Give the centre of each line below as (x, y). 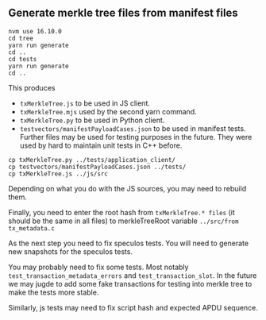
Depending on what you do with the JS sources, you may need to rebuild (127, 188)
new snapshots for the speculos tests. (71, 251)
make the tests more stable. (54, 292)
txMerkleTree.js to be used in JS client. (85, 103)
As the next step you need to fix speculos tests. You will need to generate (128, 243)
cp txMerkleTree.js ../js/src (58, 174)
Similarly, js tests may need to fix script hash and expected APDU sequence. (133, 307)
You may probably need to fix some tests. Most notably (98, 267)
